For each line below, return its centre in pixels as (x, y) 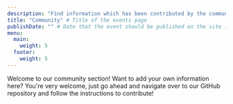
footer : (25, 53)
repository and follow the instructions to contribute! (80, 93)
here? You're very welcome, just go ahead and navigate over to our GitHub (114, 86)
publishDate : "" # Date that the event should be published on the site (114, 26)
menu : (15, 33)
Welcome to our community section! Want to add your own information (108, 78)
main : (21, 40)
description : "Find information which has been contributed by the (107, 14)
